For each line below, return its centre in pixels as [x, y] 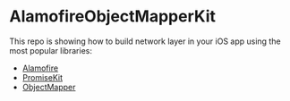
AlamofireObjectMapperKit [113, 17]
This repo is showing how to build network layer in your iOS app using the [145, 41]
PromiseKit [42, 77]
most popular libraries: [51, 50]
